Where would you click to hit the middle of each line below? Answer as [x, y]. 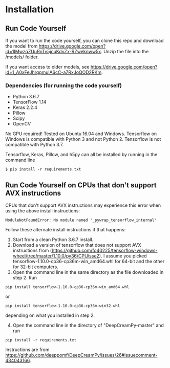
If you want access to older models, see [47, 67]
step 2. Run [25, 278]
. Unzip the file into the [125, 51]
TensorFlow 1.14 [29, 102]
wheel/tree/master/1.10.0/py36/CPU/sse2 [56, 256]
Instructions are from [27, 350]
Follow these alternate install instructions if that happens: [66, 230]
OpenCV [22, 124]
